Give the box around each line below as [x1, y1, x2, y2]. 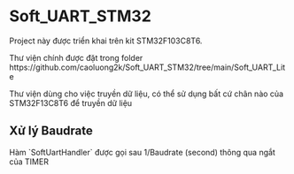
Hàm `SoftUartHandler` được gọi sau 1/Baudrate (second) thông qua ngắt [9, 147, 276, 157]
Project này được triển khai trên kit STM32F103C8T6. [9, 35, 203, 46]
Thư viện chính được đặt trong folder [9, 52, 143, 63]
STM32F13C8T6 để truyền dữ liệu [9, 97, 133, 108]
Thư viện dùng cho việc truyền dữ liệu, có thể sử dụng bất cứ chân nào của [9, 88, 284, 99]
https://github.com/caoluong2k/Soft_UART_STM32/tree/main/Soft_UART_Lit [9, 62, 286, 72]
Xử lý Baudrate [9, 124, 93, 139]
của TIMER [9, 156, 49, 167]
